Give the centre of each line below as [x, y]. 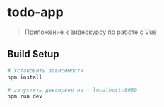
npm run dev [25, 96]
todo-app [35, 12]
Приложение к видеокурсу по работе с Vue [90, 32]
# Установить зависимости [45, 71]
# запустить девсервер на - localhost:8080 [72, 90]
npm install [25, 77]
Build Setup [33, 54]
